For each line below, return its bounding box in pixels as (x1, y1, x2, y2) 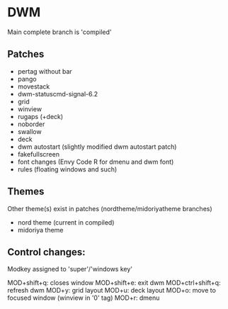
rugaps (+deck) (17, 112, 64, 120)
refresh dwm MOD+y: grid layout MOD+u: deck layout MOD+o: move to (7, 286, 216, 295)
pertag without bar (17, 67, 72, 75)
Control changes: (7, 246, 86, 258)
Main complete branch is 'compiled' (7, 28, 112, 36)
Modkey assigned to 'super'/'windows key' (7, 265, 133, 274)
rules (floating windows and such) (17, 164, 118, 174)
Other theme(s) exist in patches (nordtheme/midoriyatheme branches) (7, 204, 212, 213)
